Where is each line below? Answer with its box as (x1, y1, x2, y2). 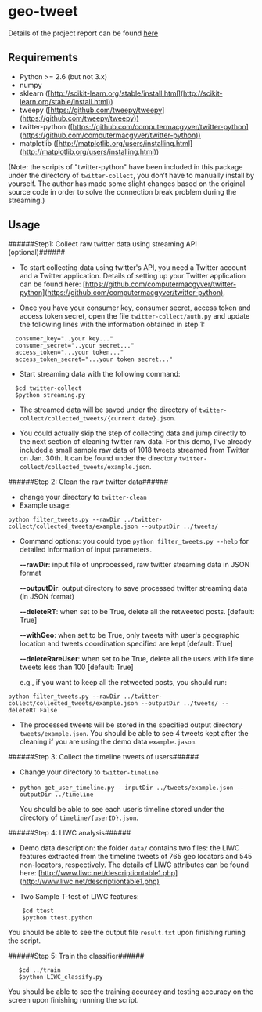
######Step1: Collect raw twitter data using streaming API (8, 238, 197, 249)
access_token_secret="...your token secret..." (15, 355, 174, 363)
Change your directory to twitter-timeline (19, 767, 159, 777)
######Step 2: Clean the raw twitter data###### (8, 477, 169, 486)
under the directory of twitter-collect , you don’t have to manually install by (8, 170, 255, 180)
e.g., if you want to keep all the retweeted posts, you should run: (19, 677, 228, 686)
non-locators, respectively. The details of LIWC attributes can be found (19, 860, 249, 869)
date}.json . (138, 413, 176, 422)
